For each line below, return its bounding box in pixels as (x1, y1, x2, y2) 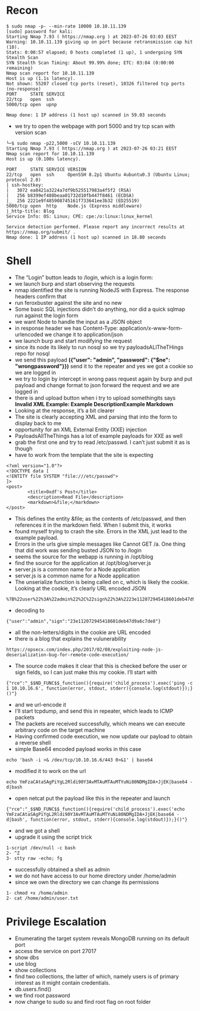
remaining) (6, 65, 33, 71)
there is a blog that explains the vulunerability (14, 635, 127, 642)
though (14, 445, 33, 452)
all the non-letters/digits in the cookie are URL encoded (14, 629, 151, 636)
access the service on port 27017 (14, 947, 97, 954)
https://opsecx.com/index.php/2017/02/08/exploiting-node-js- (6, 647, 164, 653)
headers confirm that (14, 293, 67, 300)
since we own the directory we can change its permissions (14, 878, 160, 886)
